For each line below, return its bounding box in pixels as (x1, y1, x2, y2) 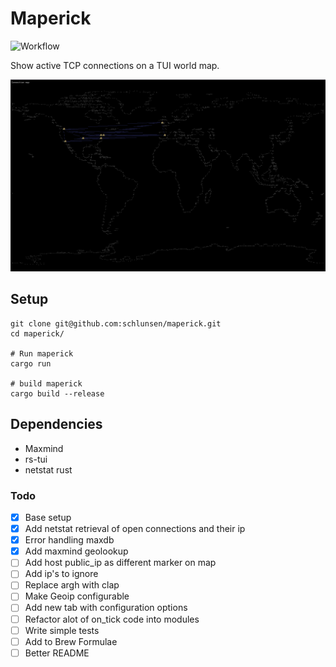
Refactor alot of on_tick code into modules (24, 613, 200, 625)
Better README (24, 647, 90, 659)
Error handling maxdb (24, 534, 115, 546)
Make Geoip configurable (24, 590, 130, 602)
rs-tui (24, 453, 48, 465)
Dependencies (10, 416, 103, 433)
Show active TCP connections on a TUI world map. (10, 59, 220, 71)
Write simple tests (24, 624, 100, 636)
